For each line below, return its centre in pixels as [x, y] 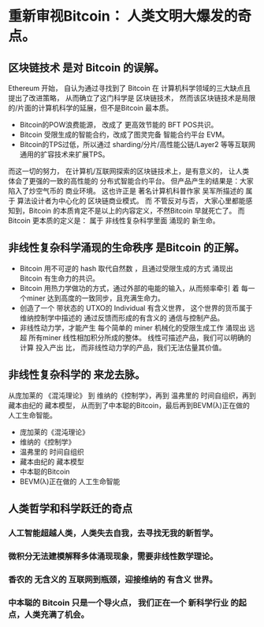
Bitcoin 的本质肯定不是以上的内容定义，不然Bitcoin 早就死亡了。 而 [137, 211]
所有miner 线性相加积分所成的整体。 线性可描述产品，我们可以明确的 [140, 338]
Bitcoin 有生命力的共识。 [59, 278]
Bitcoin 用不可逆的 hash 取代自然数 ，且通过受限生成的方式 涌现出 [126, 268]
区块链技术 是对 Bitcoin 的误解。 [86, 68]
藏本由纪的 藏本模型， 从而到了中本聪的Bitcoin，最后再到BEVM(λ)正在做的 [129, 405]
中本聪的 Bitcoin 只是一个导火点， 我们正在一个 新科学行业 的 [123, 602]
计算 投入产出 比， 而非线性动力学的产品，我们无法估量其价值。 [123, 347]
